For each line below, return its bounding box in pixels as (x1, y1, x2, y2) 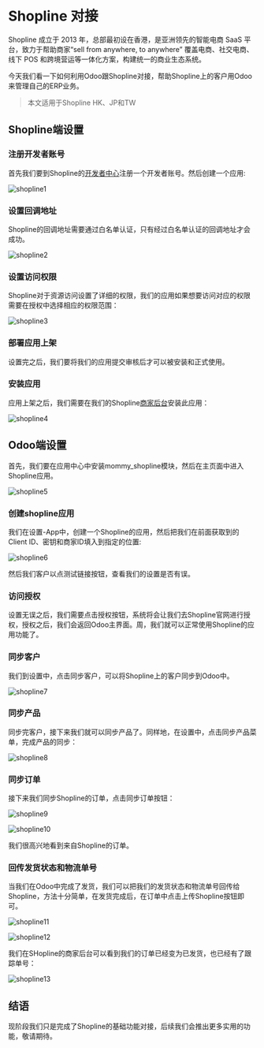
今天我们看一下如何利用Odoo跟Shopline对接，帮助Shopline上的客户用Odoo (8, 71, 253, 80)
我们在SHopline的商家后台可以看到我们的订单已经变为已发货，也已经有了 (8, 949, 245, 958)
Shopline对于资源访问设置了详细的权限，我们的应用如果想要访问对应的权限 (8, 291, 251, 300)
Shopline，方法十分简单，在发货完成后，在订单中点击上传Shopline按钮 (8, 892, 238, 901)
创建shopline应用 (8, 508, 75, 519)
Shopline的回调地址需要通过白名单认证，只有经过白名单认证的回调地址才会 (8, 224, 251, 233)
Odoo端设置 (8, 438, 67, 452)
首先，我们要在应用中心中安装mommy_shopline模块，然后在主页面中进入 (8, 461, 244, 470)
